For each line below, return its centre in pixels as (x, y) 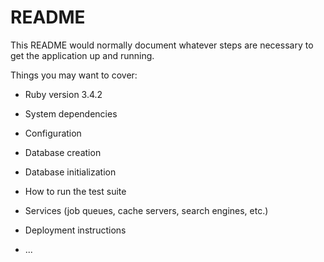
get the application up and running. (82, 55)
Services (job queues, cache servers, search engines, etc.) (146, 210)
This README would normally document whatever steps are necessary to (162, 45)
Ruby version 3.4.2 (63, 94)
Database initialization (70, 172)
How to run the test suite (75, 191)
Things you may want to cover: (74, 75)
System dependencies (71, 113)
